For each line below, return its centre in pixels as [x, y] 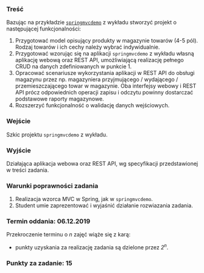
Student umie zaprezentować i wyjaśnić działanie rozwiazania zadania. [104, 205]
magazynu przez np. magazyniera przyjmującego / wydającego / [97, 80]
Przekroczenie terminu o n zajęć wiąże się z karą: [69, 235]
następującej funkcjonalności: [44, 29]
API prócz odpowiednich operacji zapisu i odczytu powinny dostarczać [104, 93]
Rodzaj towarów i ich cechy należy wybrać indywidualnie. [87, 47]
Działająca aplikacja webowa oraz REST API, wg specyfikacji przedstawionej [102, 163]
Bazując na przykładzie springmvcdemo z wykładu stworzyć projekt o [91, 23]
